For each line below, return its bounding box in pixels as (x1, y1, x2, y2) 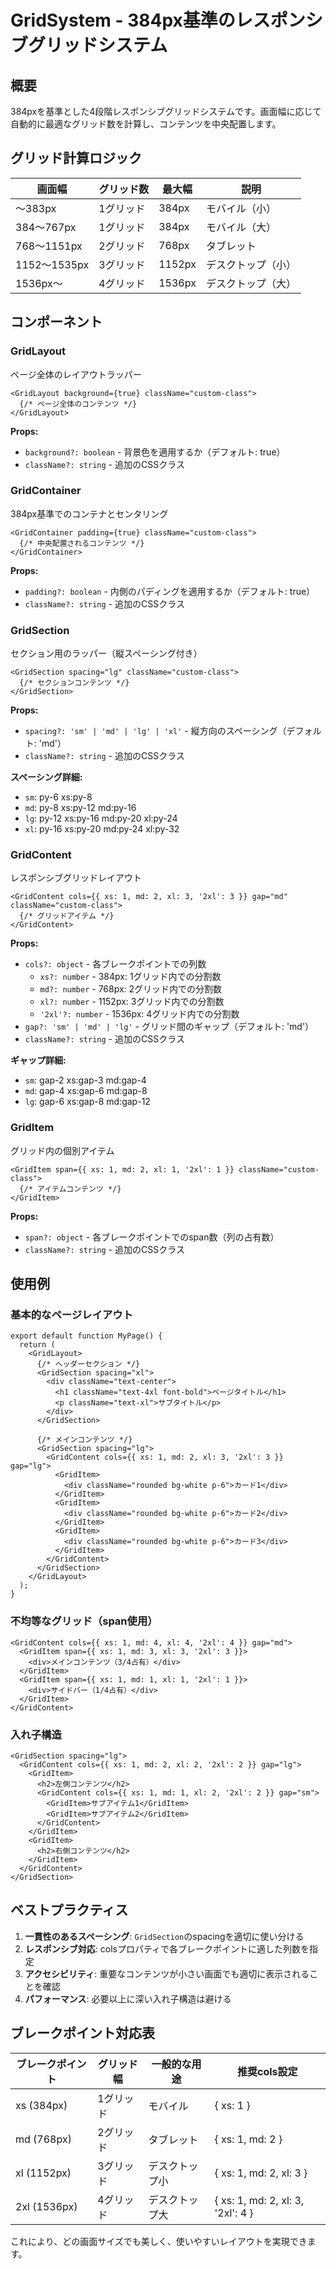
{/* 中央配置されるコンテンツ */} (19, 538, 145, 548)
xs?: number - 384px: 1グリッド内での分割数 (39, 971, 222, 983)
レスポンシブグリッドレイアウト (10, 872, 142, 884)
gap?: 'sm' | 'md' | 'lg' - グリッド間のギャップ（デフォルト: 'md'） (24, 1021, 315, 1033)
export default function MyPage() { (10, 1331, 163, 1341)
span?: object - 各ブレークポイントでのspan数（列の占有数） (24, 1231, 280, 1243)
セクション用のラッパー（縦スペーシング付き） (10, 647, 203, 660)
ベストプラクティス (10, 1902, 129, 1919)
